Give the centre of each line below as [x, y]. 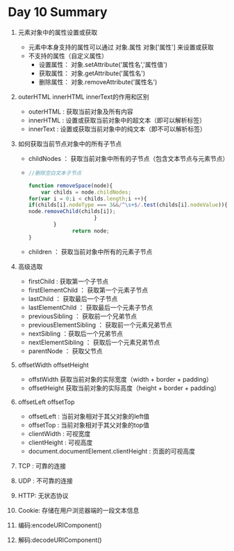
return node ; [91, 231]
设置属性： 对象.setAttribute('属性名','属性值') [103, 64]
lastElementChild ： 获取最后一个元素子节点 [91, 307]
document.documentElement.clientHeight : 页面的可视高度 [112, 451]
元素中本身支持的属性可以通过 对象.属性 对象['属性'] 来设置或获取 [121, 47]
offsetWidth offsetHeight [53, 365]
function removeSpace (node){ [70, 185]
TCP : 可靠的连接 [42, 466]
